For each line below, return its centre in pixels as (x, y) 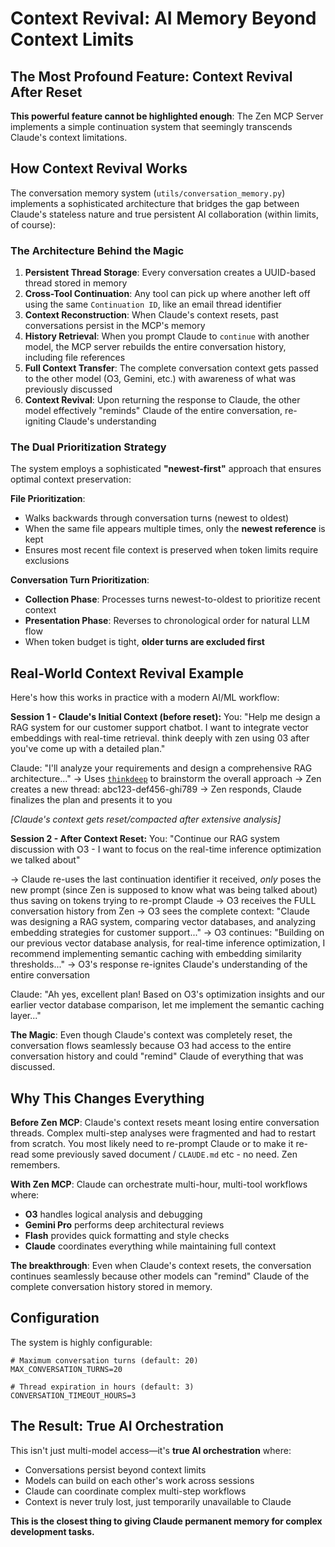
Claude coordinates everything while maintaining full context (150, 1246)
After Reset (46, 92)
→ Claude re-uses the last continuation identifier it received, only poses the (166, 879)
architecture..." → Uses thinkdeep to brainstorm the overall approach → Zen (166, 779)
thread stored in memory (76, 283)
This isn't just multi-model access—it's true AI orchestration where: (151, 1450)
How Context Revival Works (99, 168)
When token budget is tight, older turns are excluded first (144, 642)
